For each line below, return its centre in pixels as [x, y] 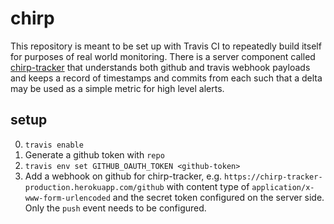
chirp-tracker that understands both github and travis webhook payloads [160, 67]
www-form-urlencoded [67, 198]
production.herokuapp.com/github [94, 187]
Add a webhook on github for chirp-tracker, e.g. [123, 176]
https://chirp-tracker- [273, 177]
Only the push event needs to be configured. [115, 208]
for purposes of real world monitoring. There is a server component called [163, 56]
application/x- [283, 187]
